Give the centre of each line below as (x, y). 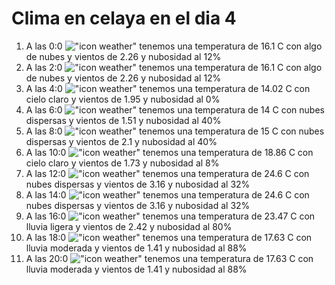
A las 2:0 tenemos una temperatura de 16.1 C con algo (174, 67)
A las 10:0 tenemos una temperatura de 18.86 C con (169, 152)
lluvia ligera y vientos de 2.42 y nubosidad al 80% (129, 226)
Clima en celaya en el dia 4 (124, 18)
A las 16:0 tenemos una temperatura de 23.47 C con (170, 216)
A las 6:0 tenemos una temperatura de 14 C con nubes (175, 109)
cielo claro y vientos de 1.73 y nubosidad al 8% (122, 163)
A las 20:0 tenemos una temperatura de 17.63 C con (169, 258)
